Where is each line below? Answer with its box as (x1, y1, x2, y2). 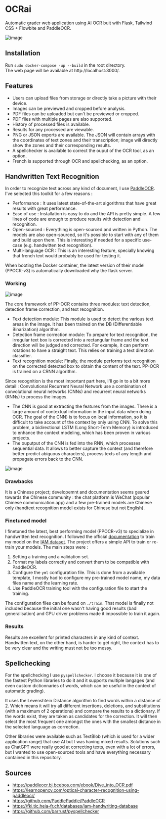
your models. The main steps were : (15, 544, 88, 550)
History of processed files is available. (12, 121, 90, 127)
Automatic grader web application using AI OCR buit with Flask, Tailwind (5, 20, 152, 26)
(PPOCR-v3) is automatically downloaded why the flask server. (5, 268, 133, 274)
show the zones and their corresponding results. (12, 142, 111, 148)
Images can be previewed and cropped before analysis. (12, 105, 126, 111)
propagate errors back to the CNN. (12, 456, 83, 462)
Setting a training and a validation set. (12, 554, 89, 560)
